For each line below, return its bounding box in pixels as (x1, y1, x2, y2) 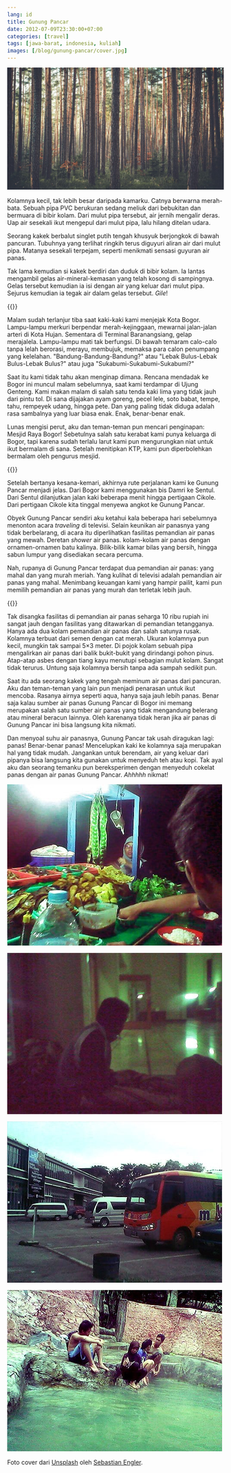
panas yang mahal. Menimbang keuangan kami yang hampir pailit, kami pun (7, 578, 222, 586)
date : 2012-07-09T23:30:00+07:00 (7, 25, 103, 32)
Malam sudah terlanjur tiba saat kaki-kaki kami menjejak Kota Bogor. (7, 315, 201, 323)
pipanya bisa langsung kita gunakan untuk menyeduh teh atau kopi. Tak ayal (7, 755, 223, 764)
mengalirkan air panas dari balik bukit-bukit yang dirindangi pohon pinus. (7, 649, 214, 657)
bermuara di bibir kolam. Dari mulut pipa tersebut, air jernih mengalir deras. (7, 211, 220, 219)
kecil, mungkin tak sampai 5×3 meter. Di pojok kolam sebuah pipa (7, 641, 194, 649)
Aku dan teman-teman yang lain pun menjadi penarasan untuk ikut (7, 684, 196, 692)
